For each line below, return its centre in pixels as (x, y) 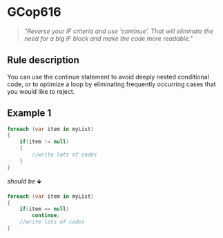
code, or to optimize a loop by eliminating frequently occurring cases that (111, 84)
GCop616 (34, 12)
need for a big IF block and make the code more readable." (108, 38)
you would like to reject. (41, 91)
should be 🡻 (24, 181)
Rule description (43, 60)
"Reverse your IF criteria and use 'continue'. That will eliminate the (119, 31)
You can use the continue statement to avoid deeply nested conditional (108, 77)
